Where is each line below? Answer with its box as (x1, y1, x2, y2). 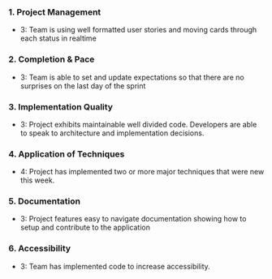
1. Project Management (8, 6, 101, 18)
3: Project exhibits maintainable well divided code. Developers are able (19, 119, 257, 129)
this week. (19, 175, 55, 185)
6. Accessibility (8, 243, 71, 254)
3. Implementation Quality (8, 101, 114, 112)
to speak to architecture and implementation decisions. (19, 128, 205, 138)
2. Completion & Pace (8, 54, 95, 65)
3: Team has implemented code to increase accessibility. (19, 261, 211, 271)
